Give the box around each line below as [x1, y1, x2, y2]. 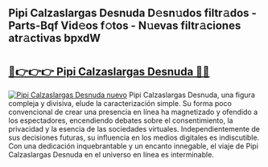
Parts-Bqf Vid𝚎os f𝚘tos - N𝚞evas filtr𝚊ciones [8, 19, 241, 33]
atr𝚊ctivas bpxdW [8, 31, 101, 45]
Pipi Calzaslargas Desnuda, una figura [128, 90, 255, 100]
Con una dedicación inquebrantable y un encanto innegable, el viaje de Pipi [8, 141, 259, 151]
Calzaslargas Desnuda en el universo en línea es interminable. [8, 150, 215, 159]
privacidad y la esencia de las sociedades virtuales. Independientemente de [8, 124, 260, 133]
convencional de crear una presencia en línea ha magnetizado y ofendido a [8, 108, 258, 116]
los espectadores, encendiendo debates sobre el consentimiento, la [8, 116, 233, 125]
